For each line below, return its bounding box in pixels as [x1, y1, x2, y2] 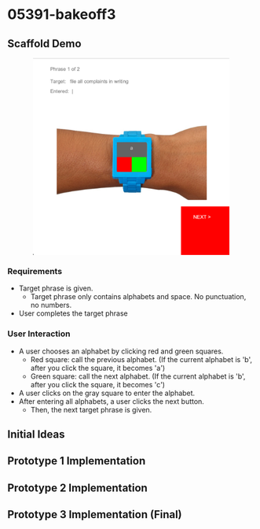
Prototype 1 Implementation [7, 454, 146, 468]
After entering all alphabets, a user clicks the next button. [18, 396, 205, 406]
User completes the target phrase [18, 309, 128, 318]
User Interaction [7, 328, 71, 339]
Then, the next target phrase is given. [30, 405, 152, 414]
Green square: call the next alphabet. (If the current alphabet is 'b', [30, 372, 246, 381]
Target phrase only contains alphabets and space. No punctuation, [30, 292, 247, 301]
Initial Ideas [7, 427, 65, 441]
